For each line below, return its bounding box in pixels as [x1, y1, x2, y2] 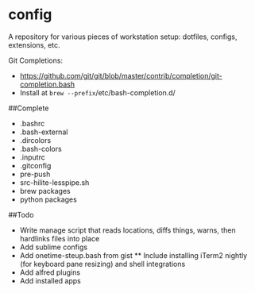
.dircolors [19, 135, 52, 145]
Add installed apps [19, 276, 81, 285]
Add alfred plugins [19, 268, 81, 277]
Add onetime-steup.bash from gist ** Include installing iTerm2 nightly [19, 250, 248, 260]
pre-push [19, 169, 51, 179]
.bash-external [19, 127, 68, 137]
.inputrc [19, 152, 45, 162]
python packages [19, 195, 77, 204]
